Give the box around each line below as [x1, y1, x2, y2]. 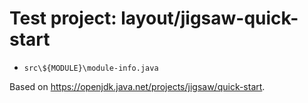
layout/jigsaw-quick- [120, 7, 299, 30]
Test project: [9, 7, 117, 30]
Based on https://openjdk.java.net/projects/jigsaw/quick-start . [9, 80, 266, 92]
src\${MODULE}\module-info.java [23, 63, 159, 73]
